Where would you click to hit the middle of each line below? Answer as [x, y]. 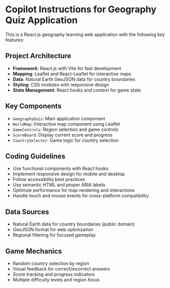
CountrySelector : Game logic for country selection [66, 140]
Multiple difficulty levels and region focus [56, 280]
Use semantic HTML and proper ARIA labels [59, 185]
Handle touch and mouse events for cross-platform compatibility [81, 196]
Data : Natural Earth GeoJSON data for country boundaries [74, 79]
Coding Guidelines [35, 156]
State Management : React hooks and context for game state [77, 90]
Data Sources [27, 212]
